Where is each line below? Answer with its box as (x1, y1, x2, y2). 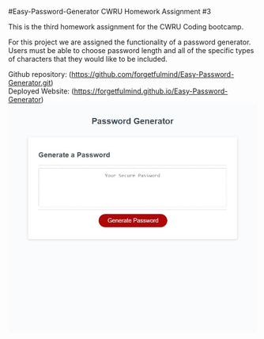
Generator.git (8, 78, 51, 87)
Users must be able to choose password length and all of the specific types (8, 46, 255, 55)
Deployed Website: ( (8, 86, 74, 96)
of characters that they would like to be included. (8, 55, 168, 63)
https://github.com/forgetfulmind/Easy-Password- (70, 70, 235, 78)
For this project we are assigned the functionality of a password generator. (8, 37, 251, 47)
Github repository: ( (8, 70, 72, 78)
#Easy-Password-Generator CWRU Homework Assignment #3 (8, 7, 212, 16)
